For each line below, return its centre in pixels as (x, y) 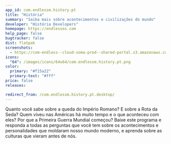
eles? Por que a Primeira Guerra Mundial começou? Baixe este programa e (83, 120)
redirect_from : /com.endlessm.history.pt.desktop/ (60, 94)
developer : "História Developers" (42, 24)
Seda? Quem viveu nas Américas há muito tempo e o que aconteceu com (82, 114)
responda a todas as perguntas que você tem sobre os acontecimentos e (82, 125)
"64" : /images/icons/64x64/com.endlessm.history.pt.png (70, 62)
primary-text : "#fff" (33, 76)
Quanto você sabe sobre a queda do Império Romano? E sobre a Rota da (81, 109)
